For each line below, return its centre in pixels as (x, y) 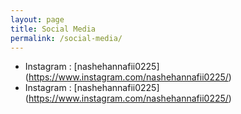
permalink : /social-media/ (66, 38)
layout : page (37, 19)
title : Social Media (53, 29)
